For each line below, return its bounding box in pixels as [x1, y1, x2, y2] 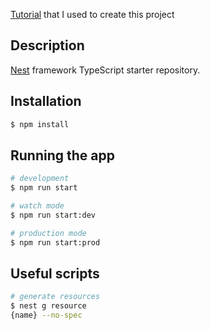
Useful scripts [10, 265, 100, 282]
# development [10, 174, 70, 184]
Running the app [10, 147, 115, 164]
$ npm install [10, 119, 70, 129]
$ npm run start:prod [10, 237, 101, 248]
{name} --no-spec [10, 310, 83, 321]
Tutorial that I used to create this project [10, 9, 175, 20]
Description [10, 37, 85, 54]
